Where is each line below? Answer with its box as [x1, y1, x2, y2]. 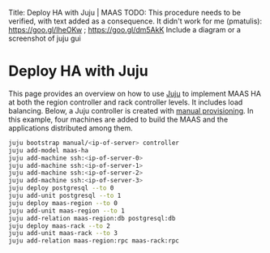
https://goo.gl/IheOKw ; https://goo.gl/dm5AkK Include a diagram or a [8, 25, 242, 34]
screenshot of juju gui [8, 33, 81, 43]
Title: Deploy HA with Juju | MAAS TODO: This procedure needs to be [8, 8, 242, 17]
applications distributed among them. [8, 122, 134, 133]
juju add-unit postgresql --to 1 [8, 191, 122, 200]
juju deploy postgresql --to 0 [8, 184, 114, 192]
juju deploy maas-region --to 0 [8, 199, 118, 207]
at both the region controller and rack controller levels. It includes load [8, 97, 243, 107]
